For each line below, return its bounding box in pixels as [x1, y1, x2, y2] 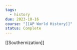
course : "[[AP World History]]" [5, 21, 72, 26]
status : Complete [5, 26, 41, 31]
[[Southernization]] [5, 39, 44, 45]
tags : [5, 7, 16, 12]
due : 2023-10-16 [5, 16, 39, 21]
